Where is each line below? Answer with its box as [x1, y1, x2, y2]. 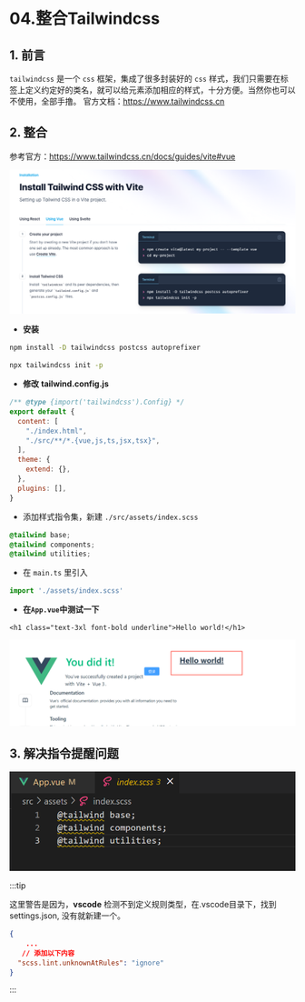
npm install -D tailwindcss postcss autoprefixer [9, 343, 202, 353]
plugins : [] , [17, 484, 67, 493]
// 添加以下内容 [21, 948, 75, 957]
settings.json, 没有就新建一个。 [9, 910, 125, 921]
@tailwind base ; [9, 530, 71, 539]
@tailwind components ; [9, 540, 95, 549]
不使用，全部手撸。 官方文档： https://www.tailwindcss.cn [9, 96, 225, 106]
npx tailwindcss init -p [9, 361, 103, 370]
